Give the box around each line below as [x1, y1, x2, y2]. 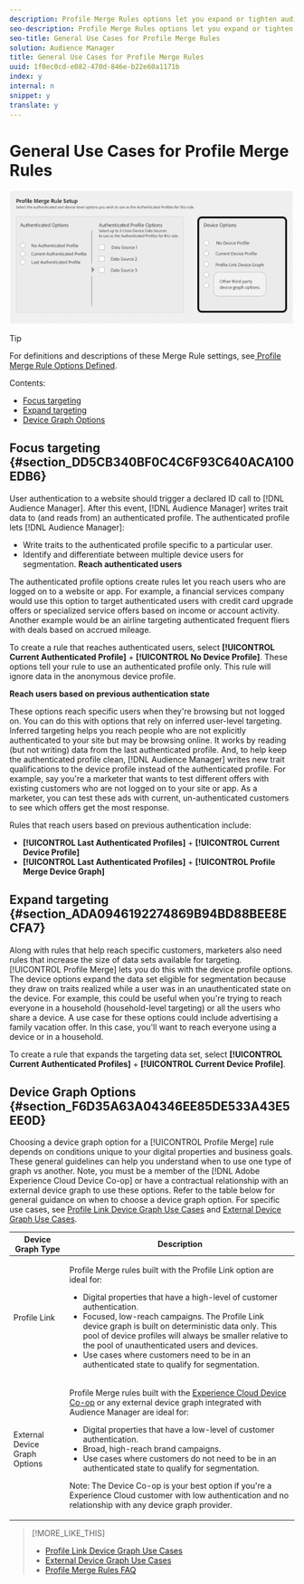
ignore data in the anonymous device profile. [9, 670, 176, 681]
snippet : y [9, 91, 51, 100]
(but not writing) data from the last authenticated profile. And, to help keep [9, 744, 288, 755]
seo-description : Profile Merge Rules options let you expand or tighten [9, 24, 294, 34]
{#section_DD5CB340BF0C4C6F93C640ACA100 [9, 455, 294, 470]
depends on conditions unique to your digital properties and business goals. [9, 1147, 293, 1157]
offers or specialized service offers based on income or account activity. [9, 605, 280, 616]
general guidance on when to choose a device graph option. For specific [9, 1195, 280, 1205]
